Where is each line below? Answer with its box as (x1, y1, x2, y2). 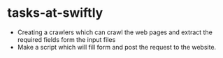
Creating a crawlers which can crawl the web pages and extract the (17, 28, 213, 36)
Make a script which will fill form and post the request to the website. (17, 43, 217, 51)
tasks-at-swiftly (7, 5, 103, 21)
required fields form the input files (17, 35, 116, 43)
